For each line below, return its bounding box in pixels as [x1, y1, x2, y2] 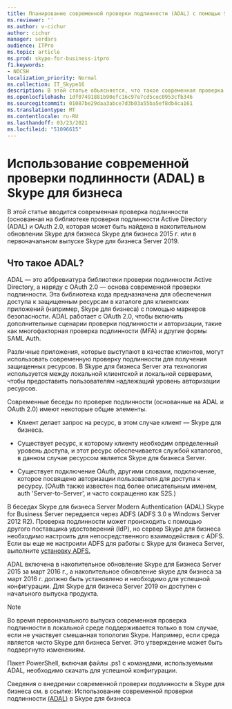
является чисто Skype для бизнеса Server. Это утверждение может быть [7, 639, 223, 647]
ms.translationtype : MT [7, 106, 76, 113]
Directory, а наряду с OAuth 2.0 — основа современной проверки [7, 283, 201, 291]
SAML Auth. [7, 334, 41, 343]
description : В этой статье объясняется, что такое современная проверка [7, 87, 224, 94]
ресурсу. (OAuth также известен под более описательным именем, [17, 482, 217, 491]
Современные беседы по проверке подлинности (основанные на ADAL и [7, 398, 224, 406]
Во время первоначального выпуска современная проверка [7, 616, 187, 625]
